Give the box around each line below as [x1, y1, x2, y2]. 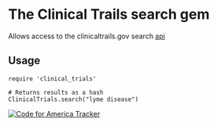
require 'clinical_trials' [8, 74, 97, 83]
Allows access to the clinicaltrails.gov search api [8, 31, 165, 41]
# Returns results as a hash [8, 88, 104, 96]
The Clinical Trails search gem [8, 5, 210, 23]
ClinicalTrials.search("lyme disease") [8, 95, 139, 103]
